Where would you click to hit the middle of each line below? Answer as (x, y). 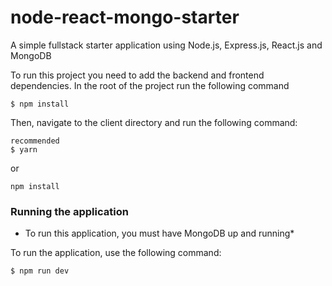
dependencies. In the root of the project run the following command (150, 85)
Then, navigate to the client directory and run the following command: (154, 122)
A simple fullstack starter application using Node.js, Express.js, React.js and (166, 45)
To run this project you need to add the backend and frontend (137, 75)
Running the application (69, 211)
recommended (35, 141)
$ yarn (24, 149)
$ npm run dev (40, 271)
